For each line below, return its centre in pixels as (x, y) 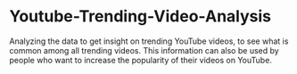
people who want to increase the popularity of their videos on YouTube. (140, 60)
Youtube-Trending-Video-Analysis (140, 16)
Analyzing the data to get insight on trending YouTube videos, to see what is (149, 41)
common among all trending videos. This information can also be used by (144, 50)
